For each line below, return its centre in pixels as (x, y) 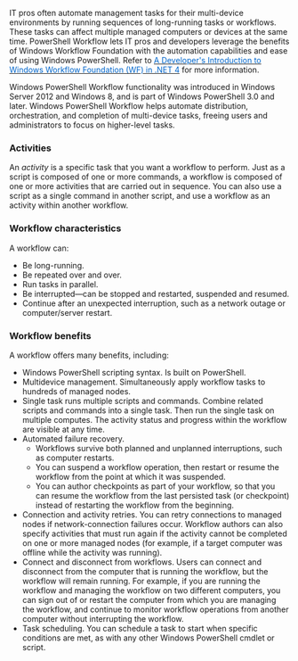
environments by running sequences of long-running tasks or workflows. (143, 22)
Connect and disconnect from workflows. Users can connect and (142, 562)
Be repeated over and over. (72, 275)
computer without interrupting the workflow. (103, 618)
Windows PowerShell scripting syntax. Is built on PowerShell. (134, 372)
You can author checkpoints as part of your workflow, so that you (155, 486)
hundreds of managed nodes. (77, 391)
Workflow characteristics (65, 228)
